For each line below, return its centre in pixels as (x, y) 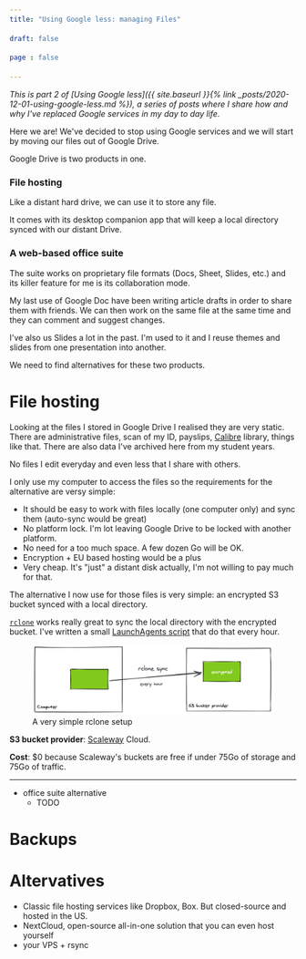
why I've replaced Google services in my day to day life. (115, 113)
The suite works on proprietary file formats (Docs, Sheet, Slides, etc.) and (148, 273)
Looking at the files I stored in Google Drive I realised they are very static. (147, 427)
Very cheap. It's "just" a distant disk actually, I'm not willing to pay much (158, 567)
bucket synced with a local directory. (79, 604)
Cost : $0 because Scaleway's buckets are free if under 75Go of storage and (153, 757)
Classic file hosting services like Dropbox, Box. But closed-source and (154, 906)
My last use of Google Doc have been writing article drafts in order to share (151, 300)
